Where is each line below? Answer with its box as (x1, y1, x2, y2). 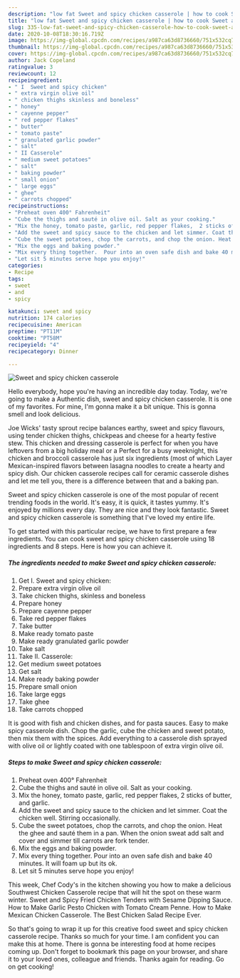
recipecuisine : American (8, 321, 82, 328)
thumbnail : (8, 43, 41, 51)
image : (8, 37, 28, 44)
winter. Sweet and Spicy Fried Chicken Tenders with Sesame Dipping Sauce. (8, 895, 233, 905)
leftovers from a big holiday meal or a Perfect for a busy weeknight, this (8, 447, 219, 455)
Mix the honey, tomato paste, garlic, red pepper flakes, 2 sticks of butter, (18, 791, 232, 800)
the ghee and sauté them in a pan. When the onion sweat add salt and (18, 829, 224, 838)
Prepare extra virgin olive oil (18, 584, 101, 593)
